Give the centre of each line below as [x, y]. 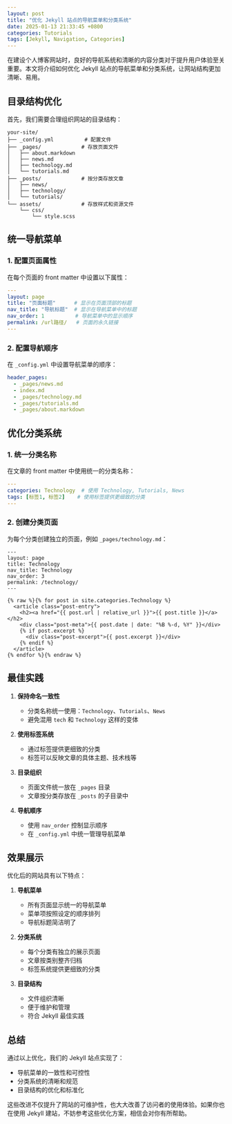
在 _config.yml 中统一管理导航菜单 [77, 834]
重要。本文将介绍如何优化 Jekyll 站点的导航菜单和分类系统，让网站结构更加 [114, 69]
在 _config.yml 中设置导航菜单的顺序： [62, 365]
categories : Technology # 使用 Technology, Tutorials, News [96, 490]
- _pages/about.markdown [49, 410]
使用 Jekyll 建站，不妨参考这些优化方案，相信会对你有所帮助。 [102, 1114]
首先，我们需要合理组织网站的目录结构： [65, 119]
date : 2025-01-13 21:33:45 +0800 [55, 26]
